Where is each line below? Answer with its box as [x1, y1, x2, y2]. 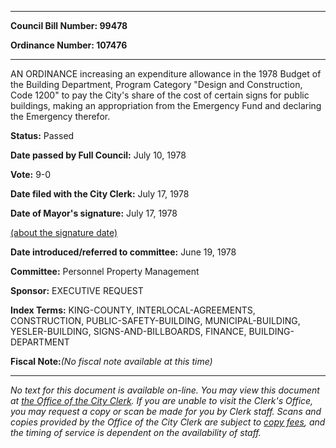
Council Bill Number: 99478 [10, 20, 128, 31]
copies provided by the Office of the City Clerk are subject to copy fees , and [10, 416, 326, 428]
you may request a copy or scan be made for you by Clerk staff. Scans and [10, 406, 322, 417]
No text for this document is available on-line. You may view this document [10, 384, 320, 396]
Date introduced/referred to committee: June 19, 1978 [10, 246, 237, 258]
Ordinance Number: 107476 [10, 39, 128, 51]
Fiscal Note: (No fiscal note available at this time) [10, 356, 213, 367]
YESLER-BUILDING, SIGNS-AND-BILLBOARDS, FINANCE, [10, 326, 247, 337]
